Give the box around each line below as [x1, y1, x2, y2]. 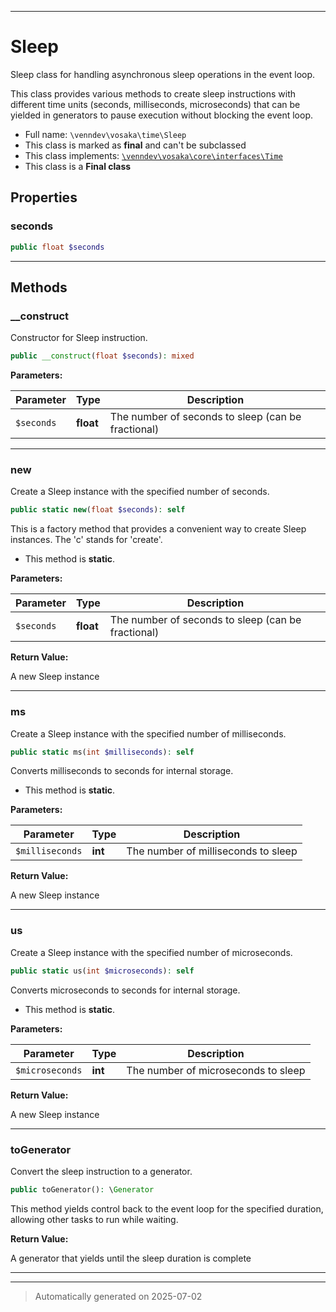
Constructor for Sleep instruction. [10, 332, 148, 344]
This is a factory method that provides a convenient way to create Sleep [10, 523, 307, 535]
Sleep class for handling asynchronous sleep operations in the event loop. [10, 68, 316, 80]
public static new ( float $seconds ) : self [10, 505, 186, 515]
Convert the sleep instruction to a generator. [10, 1165, 193, 1177]
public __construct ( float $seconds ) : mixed [10, 351, 195, 361]
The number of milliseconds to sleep [126, 844, 298, 858]
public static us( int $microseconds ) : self [10, 966, 195, 976]
